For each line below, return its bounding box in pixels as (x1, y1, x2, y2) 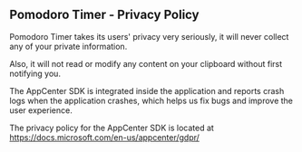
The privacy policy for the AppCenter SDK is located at (9, 122, 215, 133)
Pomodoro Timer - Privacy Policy (9, 7, 200, 23)
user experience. (9, 104, 73, 116)
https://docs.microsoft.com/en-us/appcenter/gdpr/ (9, 131, 200, 143)
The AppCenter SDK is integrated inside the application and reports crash (9, 85, 285, 96)
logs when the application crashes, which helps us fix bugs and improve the (9, 95, 293, 106)
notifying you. (9, 68, 62, 79)
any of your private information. (9, 41, 128, 52)
